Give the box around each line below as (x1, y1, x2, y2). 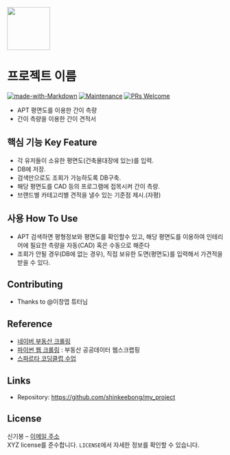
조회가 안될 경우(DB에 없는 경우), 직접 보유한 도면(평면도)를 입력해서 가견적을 (16, 249, 223, 257)
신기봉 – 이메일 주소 (7, 432, 60, 440)
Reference (7, 318, 53, 330)
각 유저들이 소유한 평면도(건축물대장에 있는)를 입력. (16, 156, 154, 165)
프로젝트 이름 (7, 69, 77, 85)
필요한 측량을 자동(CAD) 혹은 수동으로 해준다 (30, 241, 150, 249)
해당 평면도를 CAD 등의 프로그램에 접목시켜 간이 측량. (16, 182, 160, 190)
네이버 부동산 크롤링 (16, 337, 71, 346)
